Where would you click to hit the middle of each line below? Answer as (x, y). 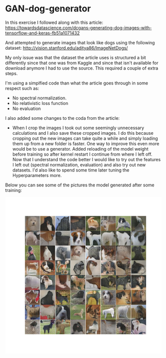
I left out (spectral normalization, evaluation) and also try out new (79, 165)
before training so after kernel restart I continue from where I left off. (82, 154)
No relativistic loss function (40, 103)
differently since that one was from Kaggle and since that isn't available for (82, 63)
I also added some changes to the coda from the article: (63, 118)
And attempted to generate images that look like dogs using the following (80, 42)
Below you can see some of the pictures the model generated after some (80, 185)
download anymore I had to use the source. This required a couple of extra (82, 68)
